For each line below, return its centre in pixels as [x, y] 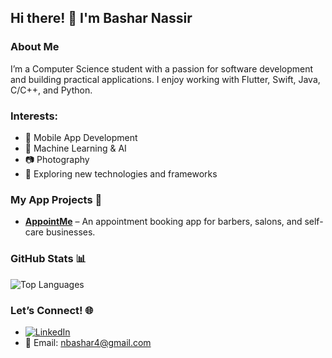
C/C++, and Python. [51, 90]
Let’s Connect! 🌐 [52, 310]
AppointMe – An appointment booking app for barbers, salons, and [163, 222]
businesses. [70, 232]
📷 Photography [57, 159]
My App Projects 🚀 [56, 199]
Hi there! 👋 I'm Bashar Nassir [101, 18]
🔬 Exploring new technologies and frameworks [121, 173]
